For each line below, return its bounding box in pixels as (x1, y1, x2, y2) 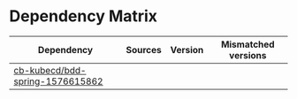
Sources (126, 43, 162, 56)
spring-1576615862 (13, 75, 103, 88)
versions (229, 49, 267, 61)
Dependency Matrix (9, 6, 157, 27)
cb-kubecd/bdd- (13, 64, 87, 76)
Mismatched (220, 38, 276, 50)
